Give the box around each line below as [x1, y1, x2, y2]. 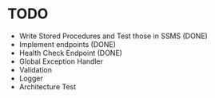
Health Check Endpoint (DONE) [18, 48, 123, 57]
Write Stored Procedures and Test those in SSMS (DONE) [18, 31, 209, 41]
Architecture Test [18, 81, 77, 92]
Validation [18, 65, 53, 74]
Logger [18, 73, 43, 83]
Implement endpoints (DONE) [18, 39, 117, 49]
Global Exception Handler [18, 57, 103, 66]
